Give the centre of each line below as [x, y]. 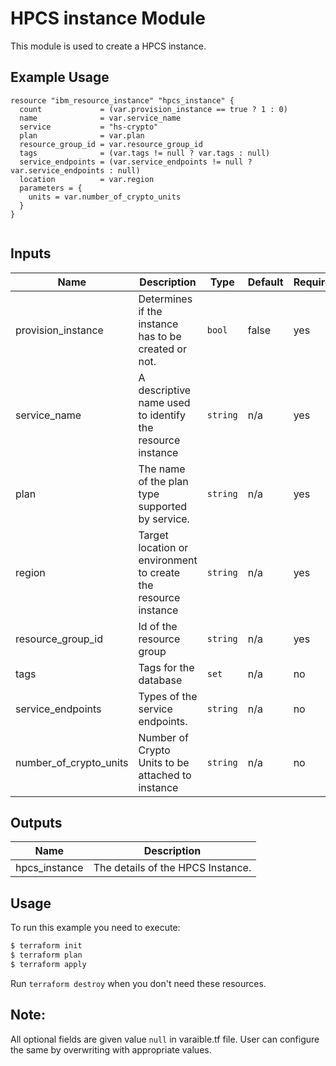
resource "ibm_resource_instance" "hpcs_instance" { [122, 100]
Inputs [31, 253]
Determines [165, 299]
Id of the [158, 626]
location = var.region [87, 179]
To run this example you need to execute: [95, 928]
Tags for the [166, 667]
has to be [160, 336]
